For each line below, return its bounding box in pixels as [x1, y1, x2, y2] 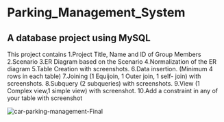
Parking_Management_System [7, 5, 186, 21]
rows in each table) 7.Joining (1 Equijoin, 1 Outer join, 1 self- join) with [7, 72, 201, 80]
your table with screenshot [7, 94, 83, 102]
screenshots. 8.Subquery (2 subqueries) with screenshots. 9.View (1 [7, 80, 200, 87]
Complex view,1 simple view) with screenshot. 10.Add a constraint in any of [7, 87, 218, 95]
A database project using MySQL [7, 32, 151, 44]
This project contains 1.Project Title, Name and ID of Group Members [7, 50, 201, 58]
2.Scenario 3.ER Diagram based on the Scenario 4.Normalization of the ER [7, 58, 217, 66]
